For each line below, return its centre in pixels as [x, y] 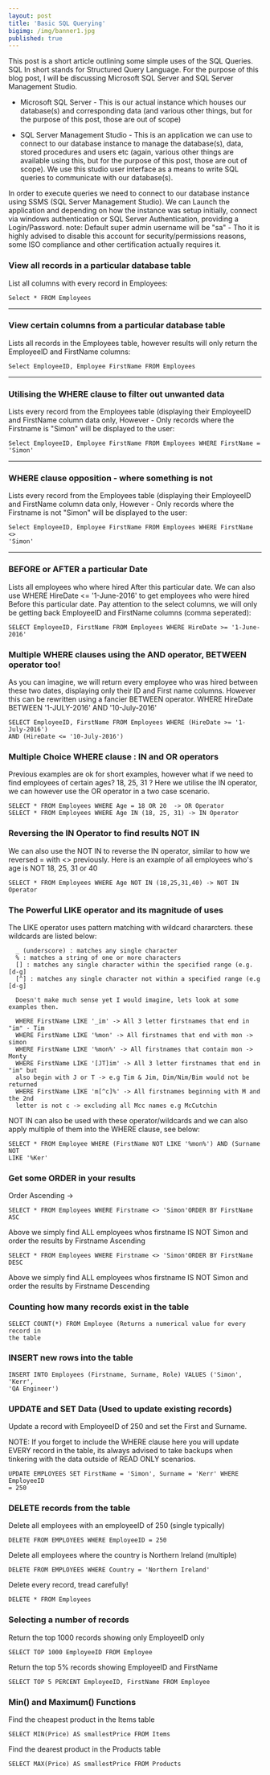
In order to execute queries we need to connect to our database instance [129, 193]
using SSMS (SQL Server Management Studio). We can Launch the [119, 202]
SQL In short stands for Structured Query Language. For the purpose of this [133, 70]
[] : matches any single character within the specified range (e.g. [134, 965]
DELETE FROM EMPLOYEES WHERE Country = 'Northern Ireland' [109, 1570]
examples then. [34, 1007]
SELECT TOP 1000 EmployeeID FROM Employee [80, 1652]
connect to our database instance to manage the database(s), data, [131, 144]
